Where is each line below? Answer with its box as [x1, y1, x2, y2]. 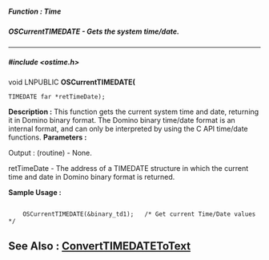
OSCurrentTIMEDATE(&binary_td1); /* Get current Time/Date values [22, 210, 256, 218]
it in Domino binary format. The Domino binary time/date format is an [8, 116, 236, 125]
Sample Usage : [8, 188, 62, 197]
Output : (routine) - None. [8, 148, 92, 158]
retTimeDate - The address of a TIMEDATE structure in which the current [8, 164, 249, 173]
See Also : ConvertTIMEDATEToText [8, 239, 191, 253]
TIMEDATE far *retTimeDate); [8, 93, 106, 101]
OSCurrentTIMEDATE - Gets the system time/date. [8, 26, 180, 36]
